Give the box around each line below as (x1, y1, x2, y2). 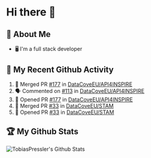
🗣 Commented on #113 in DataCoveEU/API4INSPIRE (14, 87, 145, 94)
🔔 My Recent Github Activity (6, 65, 114, 75)
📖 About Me (6, 29, 51, 39)
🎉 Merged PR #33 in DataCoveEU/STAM (14, 102, 114, 109)
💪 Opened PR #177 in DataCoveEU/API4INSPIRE (14, 95, 133, 103)
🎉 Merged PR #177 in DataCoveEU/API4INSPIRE (14, 80, 133, 88)
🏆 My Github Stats (6, 126, 79, 137)
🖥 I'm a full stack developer (14, 45, 83, 52)
